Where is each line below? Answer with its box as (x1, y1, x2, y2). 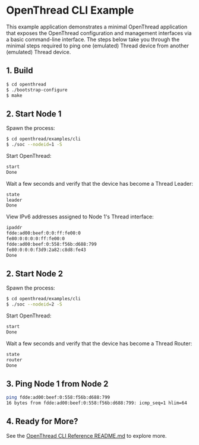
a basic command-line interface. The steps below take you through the (6, 36, 180, 43)
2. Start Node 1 (6, 109, 62, 119)
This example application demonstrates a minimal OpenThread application (6, 23, 188, 30)
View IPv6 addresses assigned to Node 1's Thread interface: (6, 213, 154, 220)
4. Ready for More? (6, 417, 78, 427)
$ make (6, 93, 23, 98)
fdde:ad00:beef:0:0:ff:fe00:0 (6, 230, 81, 236)
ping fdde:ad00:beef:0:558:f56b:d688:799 (6, 395, 110, 401)
